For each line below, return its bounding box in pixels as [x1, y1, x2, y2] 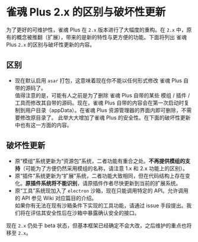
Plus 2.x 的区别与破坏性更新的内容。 [6, 41, 95, 48]
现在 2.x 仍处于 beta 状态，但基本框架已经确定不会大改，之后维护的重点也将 [6, 222, 192, 229]
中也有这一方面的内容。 [14, 121, 72, 128]
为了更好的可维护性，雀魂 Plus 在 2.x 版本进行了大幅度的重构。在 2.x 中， [6, 26, 187, 33]
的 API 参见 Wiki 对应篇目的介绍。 [14, 194, 97, 202]
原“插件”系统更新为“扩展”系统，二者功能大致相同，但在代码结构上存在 [14, 172, 186, 179]
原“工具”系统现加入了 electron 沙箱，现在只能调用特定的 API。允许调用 [14, 187, 189, 194]
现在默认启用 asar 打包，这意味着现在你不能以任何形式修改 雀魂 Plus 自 [14, 77, 189, 84]
